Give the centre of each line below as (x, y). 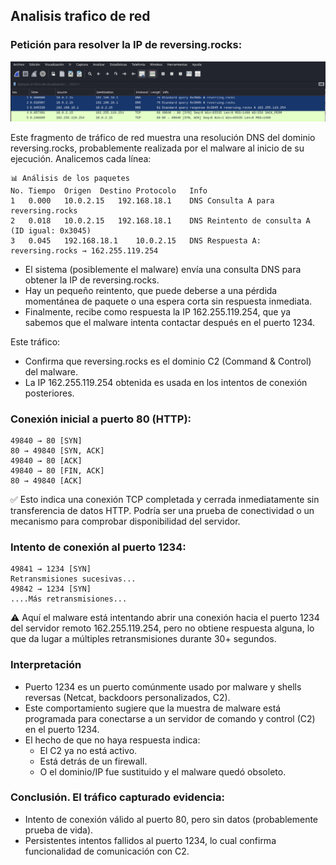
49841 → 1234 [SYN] (51, 569)
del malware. (51, 371)
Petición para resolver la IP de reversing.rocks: (126, 45)
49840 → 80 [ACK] (46, 460)
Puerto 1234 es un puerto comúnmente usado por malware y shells (163, 686)
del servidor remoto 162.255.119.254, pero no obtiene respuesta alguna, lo (162, 628)
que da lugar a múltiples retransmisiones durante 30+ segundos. (143, 639)
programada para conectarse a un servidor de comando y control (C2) (170, 718)
